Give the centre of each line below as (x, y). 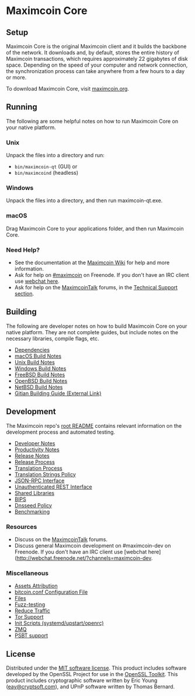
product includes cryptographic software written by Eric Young (82, 681)
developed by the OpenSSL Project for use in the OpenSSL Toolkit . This (92, 674)
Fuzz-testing (30, 605)
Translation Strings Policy (45, 474)
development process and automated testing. (61, 432)
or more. (16, 77)
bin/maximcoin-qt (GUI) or (46, 167)
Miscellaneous (27, 573)
